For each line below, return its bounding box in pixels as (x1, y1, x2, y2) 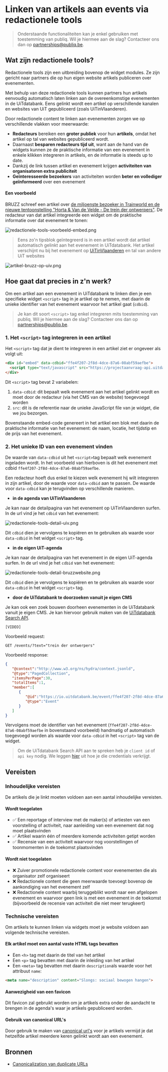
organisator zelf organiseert (12, 873, 70, 879)
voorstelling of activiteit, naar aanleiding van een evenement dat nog (12, 822, 154, 828)
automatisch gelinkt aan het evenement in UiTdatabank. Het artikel (17, 242, 154, 248)
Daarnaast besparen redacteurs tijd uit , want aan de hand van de (12, 141, 148, 147)
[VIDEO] (5, 624, 21, 629)
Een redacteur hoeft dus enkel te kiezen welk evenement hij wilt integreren (5, 475, 159, 481)
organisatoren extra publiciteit (12, 168, 77, 174)
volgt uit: (5, 351, 23, 357)
